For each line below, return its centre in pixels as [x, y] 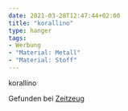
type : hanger [30, 30]
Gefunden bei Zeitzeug [46, 98]
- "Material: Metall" [45, 53]
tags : [17, 38]
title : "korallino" [41, 23]
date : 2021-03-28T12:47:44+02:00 [64, 16]
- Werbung [25, 46]
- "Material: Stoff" [43, 61]
